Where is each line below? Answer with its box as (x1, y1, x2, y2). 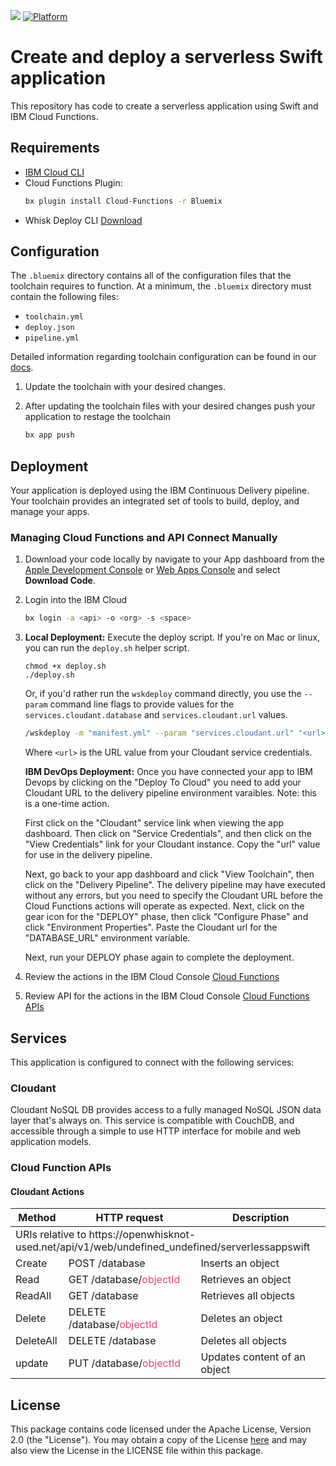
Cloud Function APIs (10, 1161, 112, 1175)
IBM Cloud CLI (24, 166, 85, 178)
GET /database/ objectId (68, 1273, 181, 1287)
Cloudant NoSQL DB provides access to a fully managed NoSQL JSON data (10, 1104, 322, 1116)
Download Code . (24, 575, 96, 587)
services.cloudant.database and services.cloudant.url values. (24, 709, 288, 721)
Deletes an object (200, 1311, 283, 1325)
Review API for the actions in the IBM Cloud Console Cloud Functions (24, 990, 310, 1002)
